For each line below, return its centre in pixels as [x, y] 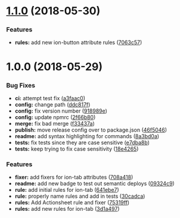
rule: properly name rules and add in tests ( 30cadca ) [80, 196]
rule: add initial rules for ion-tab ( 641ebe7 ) [67, 190]
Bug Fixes [21, 85]
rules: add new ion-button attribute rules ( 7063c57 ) [78, 42]
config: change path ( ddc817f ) [52, 104]
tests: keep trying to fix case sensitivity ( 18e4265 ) [77, 149]
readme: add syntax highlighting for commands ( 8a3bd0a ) [87, 136]
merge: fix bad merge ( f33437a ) [55, 123]
